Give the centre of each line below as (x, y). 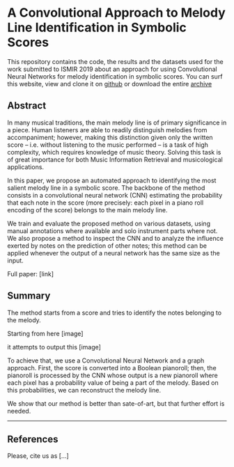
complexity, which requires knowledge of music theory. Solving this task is (114, 152)
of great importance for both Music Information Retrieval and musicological (115, 159)
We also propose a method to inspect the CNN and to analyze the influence (116, 238)
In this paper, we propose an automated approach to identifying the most (112, 180)
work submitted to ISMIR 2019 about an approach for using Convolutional (112, 69)
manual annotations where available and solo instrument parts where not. (112, 230)
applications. (25, 167)
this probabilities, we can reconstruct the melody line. (84, 390)
